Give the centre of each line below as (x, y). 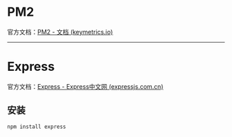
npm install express (37, 127)
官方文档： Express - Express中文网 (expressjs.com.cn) (85, 86)
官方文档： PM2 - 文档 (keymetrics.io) (60, 32)
